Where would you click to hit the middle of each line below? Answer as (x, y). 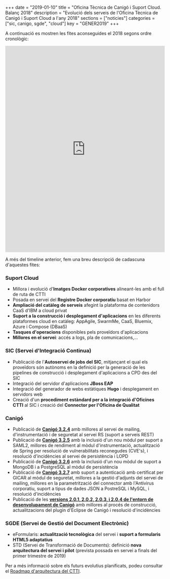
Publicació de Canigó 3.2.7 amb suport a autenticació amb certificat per (88, 472)
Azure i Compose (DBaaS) (40, 327)
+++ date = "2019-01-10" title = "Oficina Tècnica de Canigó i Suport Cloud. (83, 7)
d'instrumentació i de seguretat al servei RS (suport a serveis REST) (83, 434)
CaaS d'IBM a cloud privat (40, 311)
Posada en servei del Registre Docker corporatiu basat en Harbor (81, 300)
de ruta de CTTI (29, 295)
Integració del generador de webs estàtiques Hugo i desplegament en (86, 389)
